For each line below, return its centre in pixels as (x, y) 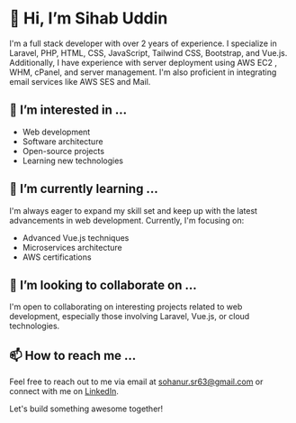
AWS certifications (57, 257)
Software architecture (63, 141)
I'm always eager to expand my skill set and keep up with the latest (134, 210)
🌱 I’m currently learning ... (84, 189)
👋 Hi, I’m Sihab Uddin (89, 18)
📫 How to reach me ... (73, 355)
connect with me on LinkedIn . (64, 391)
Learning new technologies (73, 161)
